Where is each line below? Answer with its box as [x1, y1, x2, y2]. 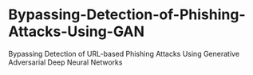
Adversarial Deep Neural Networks [8, 57, 123, 67]
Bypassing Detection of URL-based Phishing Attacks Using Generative [8, 49, 240, 58]
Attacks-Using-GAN [8, 22, 145, 41]
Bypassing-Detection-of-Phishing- [8, 6, 246, 24]
